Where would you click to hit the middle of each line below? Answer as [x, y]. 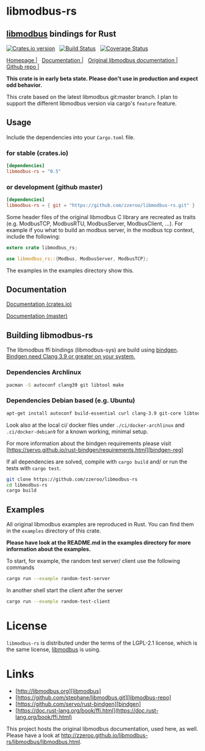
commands [20, 568]
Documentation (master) [37, 316]
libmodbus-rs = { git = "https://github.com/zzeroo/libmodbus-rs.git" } [101, 206]
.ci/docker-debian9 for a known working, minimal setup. [77, 431]
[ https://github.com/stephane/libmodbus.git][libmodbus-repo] [93, 697]
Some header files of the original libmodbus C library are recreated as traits [101, 217]
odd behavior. [24, 85]
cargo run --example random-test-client [59, 601]
